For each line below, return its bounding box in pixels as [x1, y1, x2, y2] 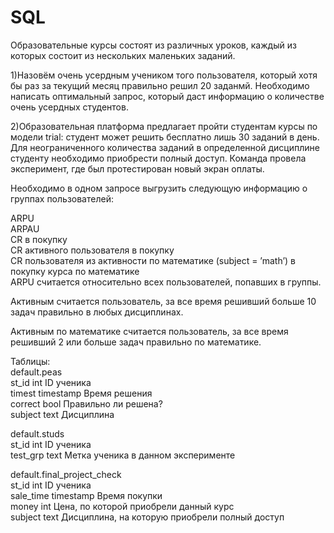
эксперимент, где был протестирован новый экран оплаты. [10, 162, 265, 175]
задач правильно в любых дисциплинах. [10, 306, 184, 318]
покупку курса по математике [10, 265, 140, 277]
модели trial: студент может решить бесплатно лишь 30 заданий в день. [10, 131, 320, 143]
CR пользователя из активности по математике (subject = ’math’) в [10, 254, 297, 266]
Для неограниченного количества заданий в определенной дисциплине [10, 141, 320, 153]
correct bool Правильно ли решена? [10, 397, 163, 410]
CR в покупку [10, 233, 68, 245]
